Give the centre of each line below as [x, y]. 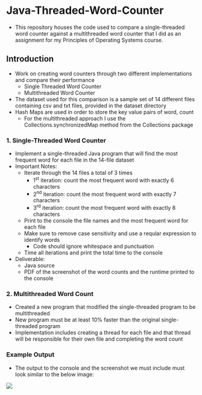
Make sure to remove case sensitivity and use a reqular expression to [110, 233]
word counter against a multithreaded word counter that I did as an [98, 33]
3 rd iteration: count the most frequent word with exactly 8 [104, 207]
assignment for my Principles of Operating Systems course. [89, 40]
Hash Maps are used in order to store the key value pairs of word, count [104, 112]
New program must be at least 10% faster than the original [87, 320]
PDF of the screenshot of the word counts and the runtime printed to [109, 272]
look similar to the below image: [55, 374]
